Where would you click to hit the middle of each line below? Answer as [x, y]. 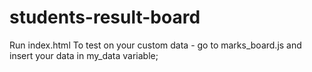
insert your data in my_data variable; [84, 55]
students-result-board [105, 17]
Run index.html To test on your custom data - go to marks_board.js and [155, 45]
